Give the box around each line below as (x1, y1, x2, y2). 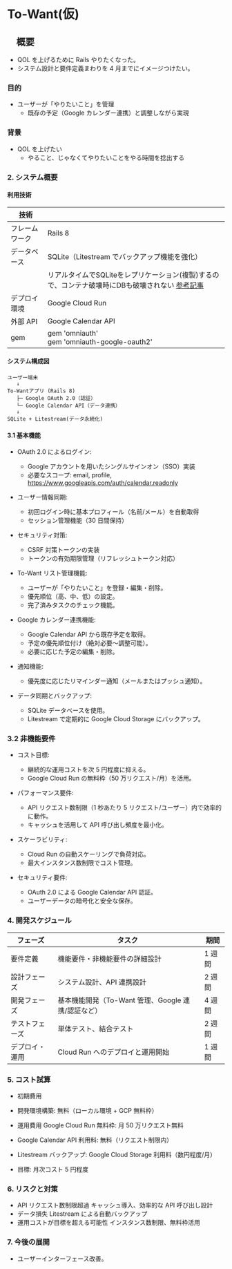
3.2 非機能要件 (7, 734, 56, 743)
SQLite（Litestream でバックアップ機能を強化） (47, 251, 202, 261)
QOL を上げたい (17, 144, 63, 153)
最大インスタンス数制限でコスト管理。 (27, 859, 137, 867)
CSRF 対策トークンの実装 (27, 546, 100, 554)
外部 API (10, 316, 38, 326)
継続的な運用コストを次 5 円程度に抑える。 (27, 765, 150, 774)
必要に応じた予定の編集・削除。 (27, 647, 119, 656)
